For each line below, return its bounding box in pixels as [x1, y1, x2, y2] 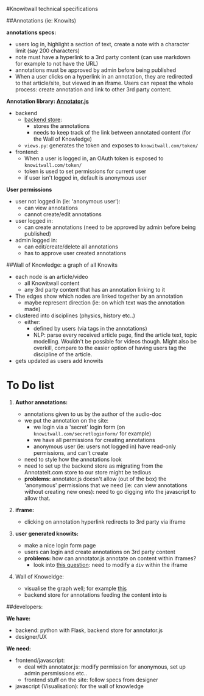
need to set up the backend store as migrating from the [24, 462, 163, 469]
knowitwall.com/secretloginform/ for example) [33, 429, 152, 437]
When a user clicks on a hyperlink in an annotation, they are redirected [15, 73, 193, 80]
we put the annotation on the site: [24, 417, 109, 424]
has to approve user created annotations [24, 250, 127, 256]
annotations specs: [6, 29, 57, 36]
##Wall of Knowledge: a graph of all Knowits [6, 261, 118, 269]
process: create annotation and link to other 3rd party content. [15, 86, 172, 93]
